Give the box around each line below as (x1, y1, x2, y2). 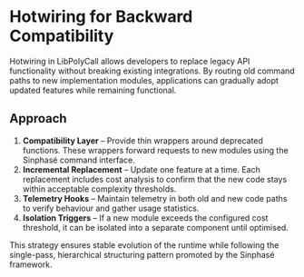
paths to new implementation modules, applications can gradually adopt (9, 74, 279, 85)
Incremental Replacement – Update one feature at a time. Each (22, 163, 260, 174)
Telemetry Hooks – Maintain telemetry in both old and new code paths (22, 193, 288, 203)
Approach (9, 111, 67, 126)
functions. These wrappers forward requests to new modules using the (22, 144, 289, 155)
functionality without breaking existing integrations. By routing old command (9, 65, 295, 76)
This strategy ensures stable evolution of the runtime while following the (9, 239, 279, 251)
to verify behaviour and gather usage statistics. (22, 203, 200, 213)
